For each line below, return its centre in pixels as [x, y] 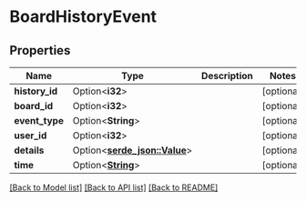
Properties [40, 50]
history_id [36, 91]
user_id [31, 136]
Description [227, 76]
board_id [34, 106]
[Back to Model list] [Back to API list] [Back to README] [114, 187]
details [29, 150]
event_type [39, 121]
